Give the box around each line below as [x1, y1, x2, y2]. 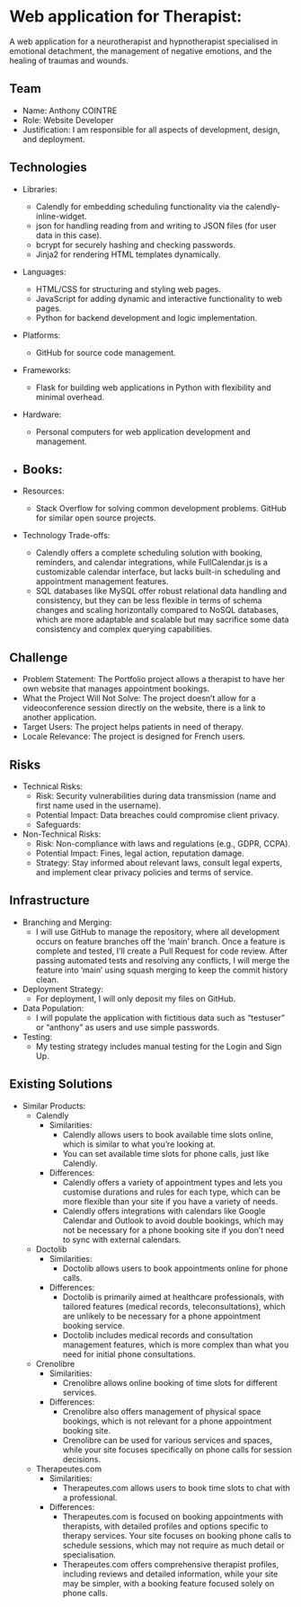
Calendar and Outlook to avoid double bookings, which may [62, 1215, 285, 1226]
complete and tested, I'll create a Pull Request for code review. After [35, 946, 288, 956]
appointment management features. [35, 576, 169, 587]
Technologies [9, 160, 88, 175]
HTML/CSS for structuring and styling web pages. [35, 283, 222, 294]
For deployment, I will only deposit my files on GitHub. [35, 993, 236, 1004]
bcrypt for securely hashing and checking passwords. [35, 239, 236, 250]
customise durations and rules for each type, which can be [62, 1186, 281, 1197]
